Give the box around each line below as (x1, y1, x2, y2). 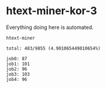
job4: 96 (6, 76, 28, 82)
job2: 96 (6, 66, 28, 72)
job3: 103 (6, 71, 30, 77)
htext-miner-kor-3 (6, 4, 97, 18)
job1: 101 (6, 61, 30, 67)
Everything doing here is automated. (6, 24, 94, 31)
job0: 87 (6, 56, 28, 61)
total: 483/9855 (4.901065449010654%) (6, 45, 101, 51)
